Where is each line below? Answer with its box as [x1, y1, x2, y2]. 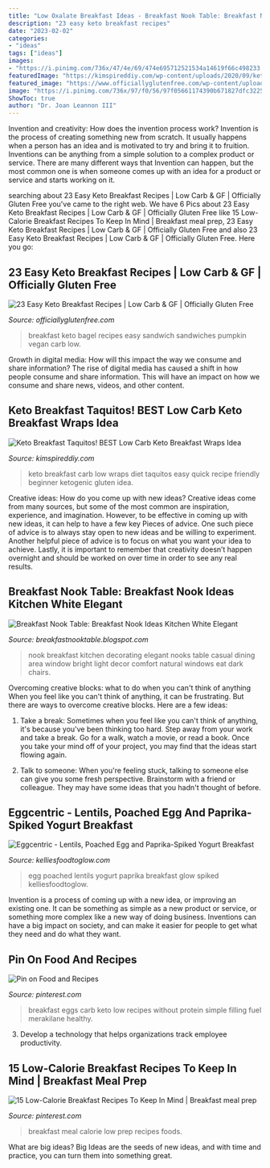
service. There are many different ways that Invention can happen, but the [8, 158, 254, 168]
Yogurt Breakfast [46, 818, 133, 832]
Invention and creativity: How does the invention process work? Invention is [8, 124, 259, 134]
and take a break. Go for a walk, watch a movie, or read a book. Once [19, 732, 250, 742]
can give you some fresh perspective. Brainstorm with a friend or [19, 774, 235, 784]
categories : [8, 34, 48, 43]
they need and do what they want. [8, 930, 122, 939]
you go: [8, 242, 34, 252]
